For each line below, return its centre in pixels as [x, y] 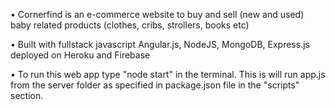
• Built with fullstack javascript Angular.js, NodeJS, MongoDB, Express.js [160, 44]
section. [27, 95]
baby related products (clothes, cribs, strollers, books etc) [130, 25]
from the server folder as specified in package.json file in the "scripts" [155, 85]
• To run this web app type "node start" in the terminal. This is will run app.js [168, 74]
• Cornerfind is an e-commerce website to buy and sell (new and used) [157, 14]
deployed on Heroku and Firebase [80, 55]
